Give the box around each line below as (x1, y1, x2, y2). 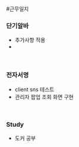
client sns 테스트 (14, 86, 55, 93)
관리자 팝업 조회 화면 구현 (14, 93, 74, 100)
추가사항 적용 (14, 37, 46, 44)
